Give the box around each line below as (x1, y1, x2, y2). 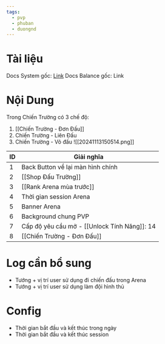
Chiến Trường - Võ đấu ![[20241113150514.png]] (15, 138, 135, 146)
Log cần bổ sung (6, 256, 92, 270)
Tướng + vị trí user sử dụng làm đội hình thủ (15, 283, 124, 291)
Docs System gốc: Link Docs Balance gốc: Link (6, 72, 124, 80)
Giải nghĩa (73, 153, 104, 161)
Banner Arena (21, 202, 61, 211)
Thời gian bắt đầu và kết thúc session (15, 331, 109, 338)
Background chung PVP (21, 212, 90, 221)
